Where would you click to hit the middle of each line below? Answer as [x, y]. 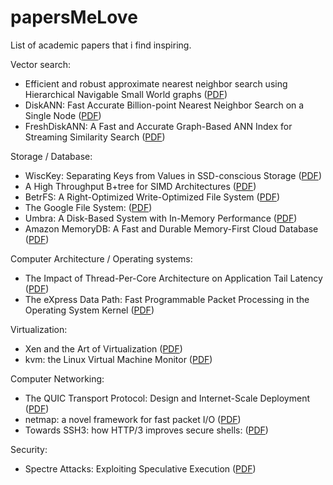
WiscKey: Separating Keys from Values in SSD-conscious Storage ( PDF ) [173, 175]
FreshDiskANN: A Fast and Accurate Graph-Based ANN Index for [158, 126]
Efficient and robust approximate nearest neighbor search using [156, 83]
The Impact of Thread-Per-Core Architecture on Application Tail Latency [173, 278]
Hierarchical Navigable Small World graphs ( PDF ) [126, 94]
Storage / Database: [51, 156]
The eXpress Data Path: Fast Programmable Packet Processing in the [167, 299]
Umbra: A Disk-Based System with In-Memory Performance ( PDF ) [161, 218]
